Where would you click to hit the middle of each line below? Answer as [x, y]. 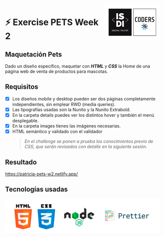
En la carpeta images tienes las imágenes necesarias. [67, 126]
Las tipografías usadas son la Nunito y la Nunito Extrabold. [71, 109]
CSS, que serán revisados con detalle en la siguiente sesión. [86, 147]
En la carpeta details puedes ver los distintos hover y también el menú [83, 115]
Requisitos [22, 87]
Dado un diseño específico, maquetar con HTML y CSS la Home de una [78, 66]
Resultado [21, 162]
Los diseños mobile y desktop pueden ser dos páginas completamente [84, 99]
